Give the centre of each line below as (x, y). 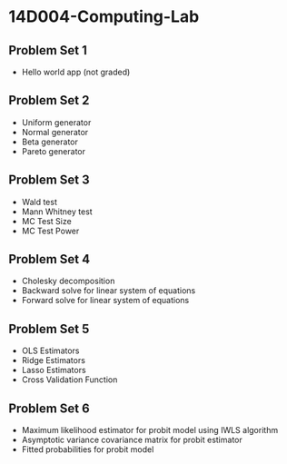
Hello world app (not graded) (76, 72)
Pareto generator (53, 151)
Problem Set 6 (49, 408)
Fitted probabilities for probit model (88, 449)
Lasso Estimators (54, 370)
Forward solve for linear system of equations (105, 301)
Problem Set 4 (49, 259)
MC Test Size (46, 221)
